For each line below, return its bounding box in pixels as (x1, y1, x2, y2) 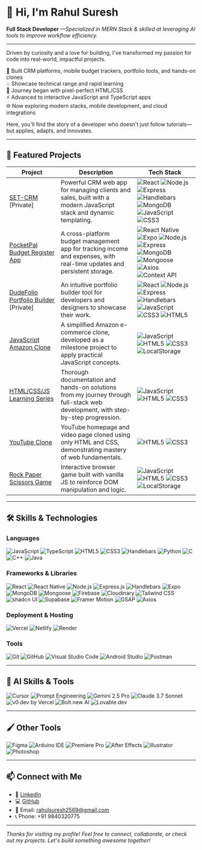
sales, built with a (60, 193, 110, 201)
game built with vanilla (60, 470, 124, 478)
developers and (60, 295, 105, 304)
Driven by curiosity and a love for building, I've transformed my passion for (6, 49, 192, 56)
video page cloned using (60, 430, 130, 439)
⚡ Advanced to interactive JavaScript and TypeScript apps (6, 93, 151, 101)
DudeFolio (9, 288, 38, 296)
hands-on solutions (60, 383, 117, 391)
